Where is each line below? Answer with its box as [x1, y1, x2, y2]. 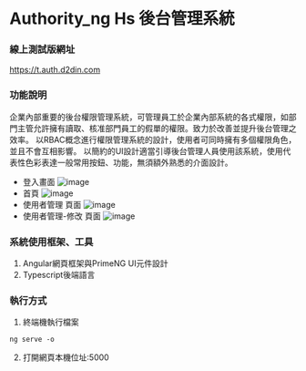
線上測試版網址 [9, 43, 76, 56]
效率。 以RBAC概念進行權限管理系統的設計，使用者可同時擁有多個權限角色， [9, 134, 297, 145]
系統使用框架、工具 [9, 235, 94, 248]
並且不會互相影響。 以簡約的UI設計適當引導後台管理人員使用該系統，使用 [9, 145, 284, 156]
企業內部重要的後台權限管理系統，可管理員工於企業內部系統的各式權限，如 [9, 111, 289, 122]
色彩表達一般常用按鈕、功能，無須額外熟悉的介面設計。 [25, 157, 233, 168]
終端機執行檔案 [22, 316, 79, 328]
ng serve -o [9, 335, 55, 345]
